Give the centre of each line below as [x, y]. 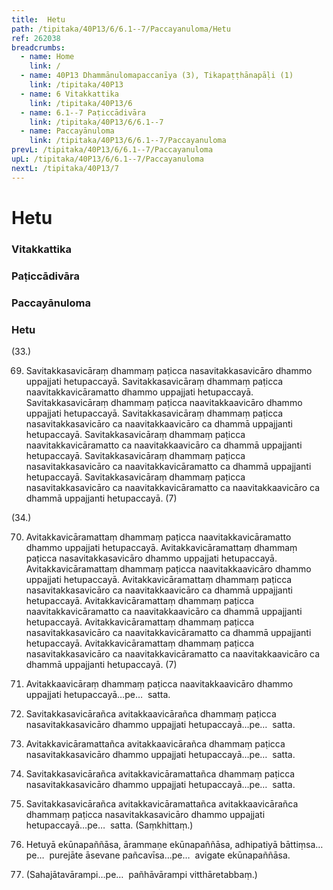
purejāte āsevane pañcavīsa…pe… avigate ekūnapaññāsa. [170, 855]
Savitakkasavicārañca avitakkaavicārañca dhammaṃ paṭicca [151, 713]
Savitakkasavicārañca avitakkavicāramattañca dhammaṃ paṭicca [160, 773]
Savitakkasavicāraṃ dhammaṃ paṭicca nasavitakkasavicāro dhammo [169, 370]
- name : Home [47, 57]
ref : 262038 [36, 38]
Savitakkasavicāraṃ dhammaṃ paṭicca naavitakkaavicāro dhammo [164, 402]
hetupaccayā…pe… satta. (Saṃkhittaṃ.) [109, 825]
